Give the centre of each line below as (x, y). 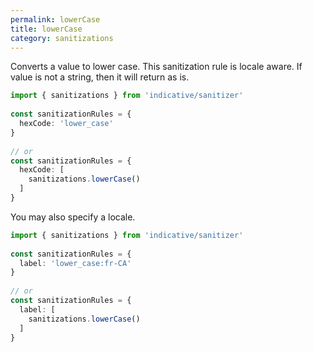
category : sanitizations (62, 38)
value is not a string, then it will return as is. (100, 77)
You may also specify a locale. (73, 217)
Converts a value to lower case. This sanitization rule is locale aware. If (156, 67)
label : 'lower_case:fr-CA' (75, 263)
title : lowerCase (46, 29)
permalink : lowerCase (55, 19)
